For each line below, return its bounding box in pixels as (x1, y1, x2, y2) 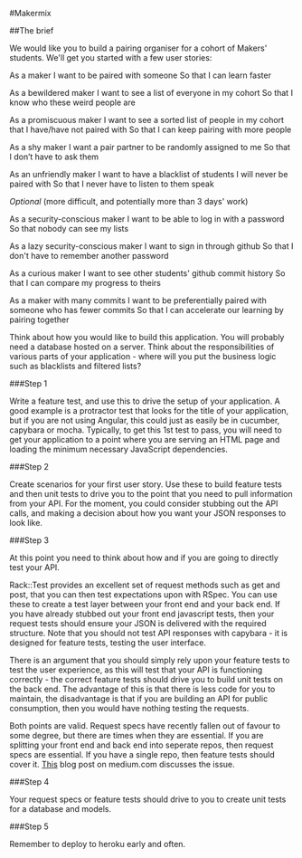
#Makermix (9, 8, 52, 18)
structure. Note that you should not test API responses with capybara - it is (9, 628, 288, 638)
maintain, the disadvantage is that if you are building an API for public (9, 693, 269, 704)
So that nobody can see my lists (9, 224, 129, 234)
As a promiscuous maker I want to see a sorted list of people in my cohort (9, 115, 285, 125)
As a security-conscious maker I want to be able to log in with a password (9, 214, 285, 224)
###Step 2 (9, 462, 50, 472)
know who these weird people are (9, 97, 136, 108)
